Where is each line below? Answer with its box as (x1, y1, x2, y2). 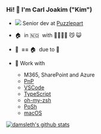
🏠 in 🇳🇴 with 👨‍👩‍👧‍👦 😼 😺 (14, 32, 82, 39)
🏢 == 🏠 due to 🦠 (14, 46, 60, 53)
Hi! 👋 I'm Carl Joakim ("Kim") (6, 5, 93, 14)
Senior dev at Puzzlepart (22, 20, 84, 27)
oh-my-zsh (23, 97, 51, 104)
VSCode (23, 84, 45, 92)
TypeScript (23, 90, 51, 98)
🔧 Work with (14, 60, 45, 67)
